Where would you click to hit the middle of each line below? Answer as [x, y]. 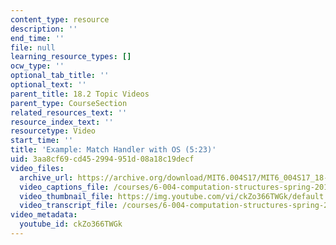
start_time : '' [42, 141]
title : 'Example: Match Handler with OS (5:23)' [113, 150]
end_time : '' [37, 38]
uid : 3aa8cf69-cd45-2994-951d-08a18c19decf [102, 159]
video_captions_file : [64, 187]
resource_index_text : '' [62, 122]
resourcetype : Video [53, 131]
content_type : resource [60, 19]
